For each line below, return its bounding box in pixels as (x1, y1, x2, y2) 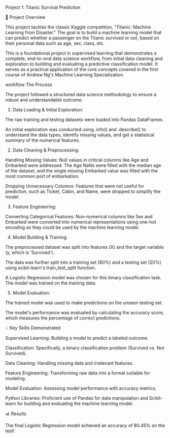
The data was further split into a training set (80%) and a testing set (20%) (5, 259, 161, 265)
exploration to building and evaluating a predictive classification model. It (5, 61, 158, 67)
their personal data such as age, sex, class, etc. (5, 40, 105, 46)
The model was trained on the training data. (5, 280, 96, 286)
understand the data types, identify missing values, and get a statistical (5, 132, 155, 138)
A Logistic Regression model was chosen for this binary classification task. (5, 275, 162, 280)
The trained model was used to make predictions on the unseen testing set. (5, 300, 163, 306)
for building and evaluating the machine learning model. (17, 400, 133, 406)
